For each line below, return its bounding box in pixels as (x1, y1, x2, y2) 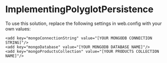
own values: (5, 25, 31, 31)
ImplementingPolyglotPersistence (5, 4, 154, 15)
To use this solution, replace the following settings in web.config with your (5, 20, 162, 26)
